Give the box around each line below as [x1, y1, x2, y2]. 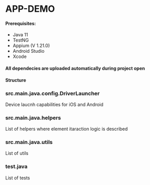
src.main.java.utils [5, 139, 53, 146]
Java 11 [12, 32, 28, 38]
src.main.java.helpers [5, 114, 61, 121]
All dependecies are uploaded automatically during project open [5, 65, 145, 71]
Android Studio [12, 48, 45, 54]
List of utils [5, 150, 29, 156]
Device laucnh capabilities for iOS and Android [5, 101, 104, 108]
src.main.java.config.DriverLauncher [5, 90, 100, 97]
